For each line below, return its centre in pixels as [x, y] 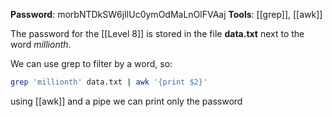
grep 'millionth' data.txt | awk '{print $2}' [109, 82]
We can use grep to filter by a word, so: [91, 63]
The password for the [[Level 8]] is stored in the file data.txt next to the [157, 33]
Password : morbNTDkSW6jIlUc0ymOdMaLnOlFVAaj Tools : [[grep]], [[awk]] [166, 14]
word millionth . [41, 44]
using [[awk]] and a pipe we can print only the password [126, 101]
